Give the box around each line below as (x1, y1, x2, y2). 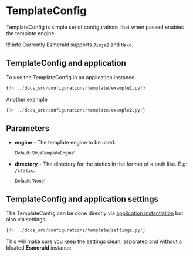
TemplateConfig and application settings (6, 194, 158, 204)
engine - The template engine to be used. (14, 139, 116, 146)
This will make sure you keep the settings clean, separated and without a (6, 238, 182, 245)
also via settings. (6, 216, 47, 223)
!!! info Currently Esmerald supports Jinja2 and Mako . (6, 41, 134, 48)
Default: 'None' (14, 178, 46, 184)
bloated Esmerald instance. (6, 244, 73, 251)
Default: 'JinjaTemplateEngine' (14, 150, 76, 156)
